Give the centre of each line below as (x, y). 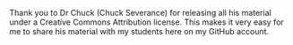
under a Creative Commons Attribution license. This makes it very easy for (146, 22)
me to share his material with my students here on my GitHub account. (139, 31)
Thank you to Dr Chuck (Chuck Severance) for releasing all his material (140, 13)
